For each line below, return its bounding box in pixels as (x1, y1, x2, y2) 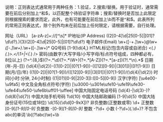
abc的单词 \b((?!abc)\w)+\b (5, 112, 59, 118)
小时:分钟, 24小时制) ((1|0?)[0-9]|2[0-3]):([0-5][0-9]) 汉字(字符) (11, 75, 138, 81)
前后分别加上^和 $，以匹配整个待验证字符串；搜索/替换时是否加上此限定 (13, 10, 157, 16)
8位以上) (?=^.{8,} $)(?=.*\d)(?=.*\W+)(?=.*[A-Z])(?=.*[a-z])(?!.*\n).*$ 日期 (5, 57, 153, 63)
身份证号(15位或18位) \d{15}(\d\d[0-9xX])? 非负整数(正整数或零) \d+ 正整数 (5, 100, 154, 105)
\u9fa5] (5, 82, 20, 87)
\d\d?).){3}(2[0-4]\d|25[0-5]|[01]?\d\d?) (5, 39, 85, 45)
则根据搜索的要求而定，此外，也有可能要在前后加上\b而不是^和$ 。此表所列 (5, 17, 155, 22)
